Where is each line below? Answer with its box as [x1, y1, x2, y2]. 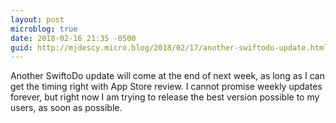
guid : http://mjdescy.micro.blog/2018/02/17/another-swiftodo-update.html [10, 42, 329, 53]
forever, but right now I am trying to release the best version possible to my [10, 91, 320, 103]
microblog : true [10, 24, 78, 34]
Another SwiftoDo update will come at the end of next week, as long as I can [10, 70, 325, 82]
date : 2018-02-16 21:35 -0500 [10, 33, 137, 43]
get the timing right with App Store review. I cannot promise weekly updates [10, 81, 323, 93]
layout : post [10, 14, 65, 25]
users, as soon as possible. [10, 102, 123, 114]
